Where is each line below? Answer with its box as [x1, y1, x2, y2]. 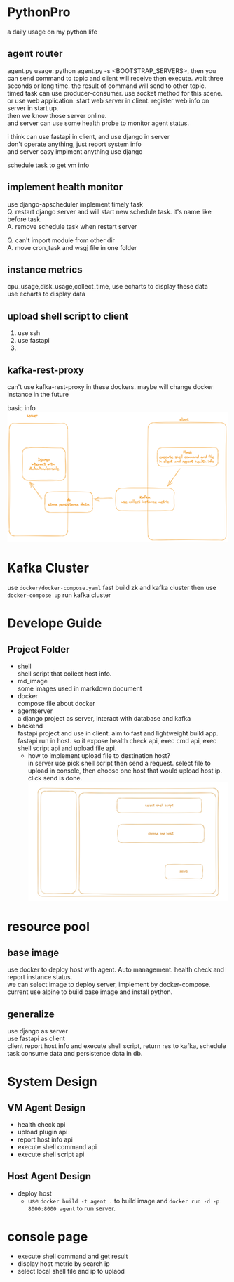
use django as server [7, 1027, 69, 1035]
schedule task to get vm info [7, 161, 90, 169]
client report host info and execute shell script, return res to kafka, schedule [7, 1042, 226, 1050]
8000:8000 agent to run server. [27, 1204, 116, 1212]
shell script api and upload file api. [17, 744, 117, 752]
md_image [17, 677, 48, 686]
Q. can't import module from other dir [7, 236, 116, 244]
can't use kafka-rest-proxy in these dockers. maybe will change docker [7, 383, 214, 391]
